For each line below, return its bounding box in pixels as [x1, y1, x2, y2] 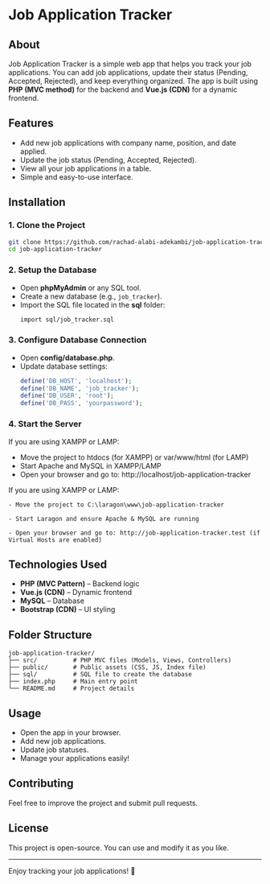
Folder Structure [8, 628, 92, 642]
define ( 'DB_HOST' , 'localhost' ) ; [19, 377, 133, 385]
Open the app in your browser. [19, 727, 121, 737]
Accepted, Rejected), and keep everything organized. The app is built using [8, 76, 259, 85]
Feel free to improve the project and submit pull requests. [8, 798, 198, 808]
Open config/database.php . [19, 353, 115, 362]
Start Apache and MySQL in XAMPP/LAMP [19, 461, 162, 470]
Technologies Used [8, 557, 107, 571]
